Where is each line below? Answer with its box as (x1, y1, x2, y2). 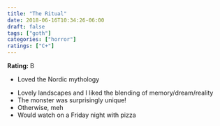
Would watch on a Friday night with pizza (17, 111, 136, 119)
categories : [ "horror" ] (7, 36, 77, 43)
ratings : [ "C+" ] (7, 42, 54, 49)
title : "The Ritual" (7, 10, 68, 17)
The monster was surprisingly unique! (17, 96, 127, 104)
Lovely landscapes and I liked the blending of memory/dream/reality (17, 88, 214, 97)
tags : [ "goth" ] (7, 29, 52, 37)
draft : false (7, 23, 45, 30)
